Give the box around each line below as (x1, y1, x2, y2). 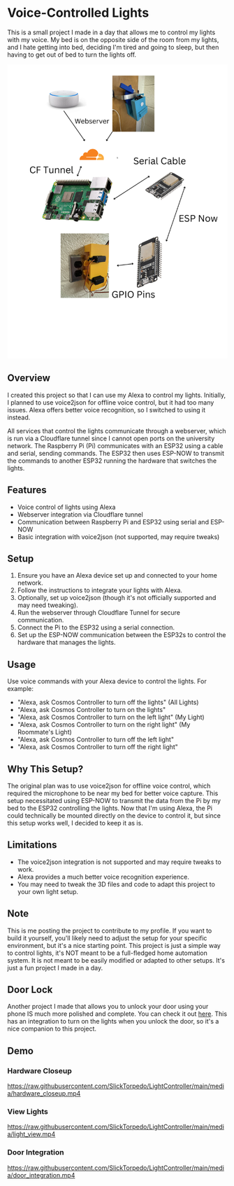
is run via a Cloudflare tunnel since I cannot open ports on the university (7, 434, 215, 442)
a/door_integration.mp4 (7, 1171, 75, 1179)
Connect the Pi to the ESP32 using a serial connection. (17, 623, 175, 632)
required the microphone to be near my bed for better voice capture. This (7, 789, 219, 797)
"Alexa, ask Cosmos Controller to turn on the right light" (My (17, 720, 191, 729)
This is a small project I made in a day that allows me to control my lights (7, 28, 216, 36)
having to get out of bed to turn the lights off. (7, 50, 137, 59)
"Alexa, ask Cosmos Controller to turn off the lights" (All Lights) (17, 698, 199, 706)
